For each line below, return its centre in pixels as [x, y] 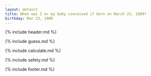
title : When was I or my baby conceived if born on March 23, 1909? [76, 14]
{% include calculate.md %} [33, 51]
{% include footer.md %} [30, 69]
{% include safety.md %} [30, 60]
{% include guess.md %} [30, 41]
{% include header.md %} [31, 32]
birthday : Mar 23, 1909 [29, 18]
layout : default [21, 9]
